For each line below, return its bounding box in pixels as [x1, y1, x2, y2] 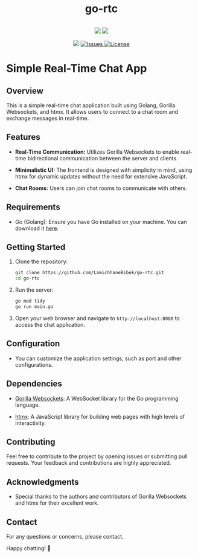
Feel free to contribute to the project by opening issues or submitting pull [6, 453, 188, 460]
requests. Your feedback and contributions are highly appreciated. [6, 459, 171, 467]
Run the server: [14, 286, 54, 294]
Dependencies [6, 379, 62, 389]
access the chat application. [14, 321, 86, 328]
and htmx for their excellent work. [14, 499, 100, 507]
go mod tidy [14, 298, 45, 304]
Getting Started [6, 241, 66, 252]
